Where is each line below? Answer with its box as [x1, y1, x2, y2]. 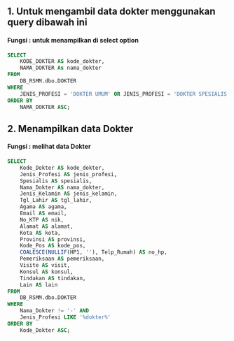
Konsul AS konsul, [20, 268, 74, 275]
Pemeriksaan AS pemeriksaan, [20, 255, 105, 263]
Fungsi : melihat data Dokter [7, 143, 91, 151]
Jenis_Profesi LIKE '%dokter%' [20, 314, 111, 321]
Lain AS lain [20, 281, 58, 289]
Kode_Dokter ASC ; [20, 326, 71, 334]
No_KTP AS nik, [20, 216, 64, 223]
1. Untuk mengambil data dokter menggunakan [7, 6, 216, 17]
